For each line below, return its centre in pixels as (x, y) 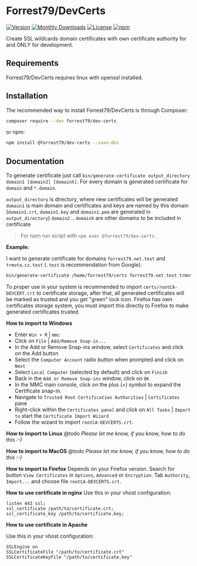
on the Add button (36, 353)
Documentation (35, 161)
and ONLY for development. (40, 45)
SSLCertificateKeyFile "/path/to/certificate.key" (69, 557)
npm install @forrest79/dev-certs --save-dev (62, 143)
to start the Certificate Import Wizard (62, 416)
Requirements (32, 63)
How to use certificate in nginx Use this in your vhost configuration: (89, 493)
